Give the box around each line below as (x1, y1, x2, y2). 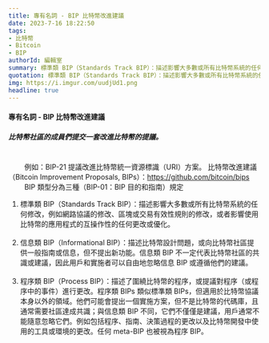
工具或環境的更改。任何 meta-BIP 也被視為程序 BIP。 (34, 326, 208, 336)
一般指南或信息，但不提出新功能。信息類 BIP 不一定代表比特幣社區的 (26, 248, 253, 257)
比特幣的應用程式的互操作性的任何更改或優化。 (19, 219, 175, 228)
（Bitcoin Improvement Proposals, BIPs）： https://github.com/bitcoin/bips (8, 171, 250, 181)
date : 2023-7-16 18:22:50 (8, 19, 94, 27)
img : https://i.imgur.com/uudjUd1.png (8, 79, 138, 87)
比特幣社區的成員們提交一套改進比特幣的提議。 (8, 131, 163, 141)
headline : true (8, 86, 59, 95)
